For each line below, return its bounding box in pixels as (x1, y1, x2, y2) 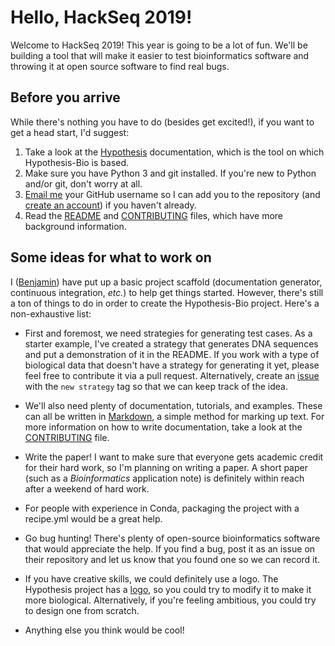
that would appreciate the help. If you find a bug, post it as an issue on (24, 542, 316, 555)
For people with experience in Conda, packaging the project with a (24, 502, 300, 514)
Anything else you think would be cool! (24, 624, 185, 636)
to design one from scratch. (24, 604, 140, 616)
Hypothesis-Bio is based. (24, 156, 130, 168)
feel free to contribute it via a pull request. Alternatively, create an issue (24, 369, 320, 381)
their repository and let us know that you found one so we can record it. (24, 553, 321, 565)
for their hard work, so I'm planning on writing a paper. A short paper (24, 461, 308, 473)
